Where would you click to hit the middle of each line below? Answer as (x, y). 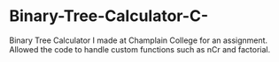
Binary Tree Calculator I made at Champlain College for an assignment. (139, 40)
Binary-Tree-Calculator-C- (109, 16)
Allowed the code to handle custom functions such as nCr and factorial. (140, 49)
